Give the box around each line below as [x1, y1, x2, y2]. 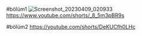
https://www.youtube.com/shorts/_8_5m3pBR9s [6, 12, 125, 19]
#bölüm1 [6, 6, 27, 12]
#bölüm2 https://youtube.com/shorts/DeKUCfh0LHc [6, 24, 136, 30]
